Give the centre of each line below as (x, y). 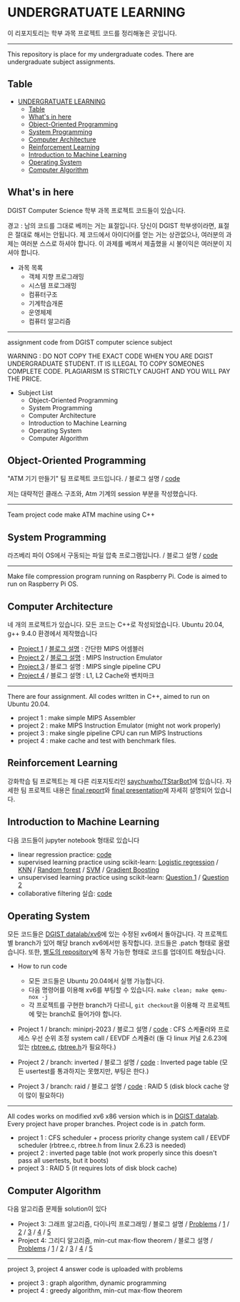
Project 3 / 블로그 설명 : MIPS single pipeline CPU (89, 666)
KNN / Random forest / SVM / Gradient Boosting (88, 870)
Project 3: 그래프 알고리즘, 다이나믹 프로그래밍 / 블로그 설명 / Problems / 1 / (124, 1224)
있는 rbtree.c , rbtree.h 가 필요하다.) (67, 1047)
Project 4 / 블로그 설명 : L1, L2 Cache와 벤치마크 (86, 675)
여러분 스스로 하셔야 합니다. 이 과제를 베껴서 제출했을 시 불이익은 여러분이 (122, 243)
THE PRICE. (25, 379)
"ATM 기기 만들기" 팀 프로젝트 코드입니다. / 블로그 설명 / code (94, 479)
